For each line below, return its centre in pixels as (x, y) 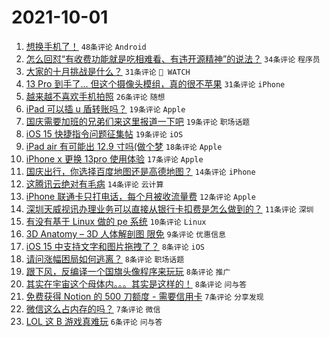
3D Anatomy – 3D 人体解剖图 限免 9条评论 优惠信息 (125, 233)
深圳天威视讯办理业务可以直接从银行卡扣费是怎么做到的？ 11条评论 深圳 (169, 208)
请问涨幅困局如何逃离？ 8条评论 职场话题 (105, 258)
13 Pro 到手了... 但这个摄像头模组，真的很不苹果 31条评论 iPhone (155, 83)
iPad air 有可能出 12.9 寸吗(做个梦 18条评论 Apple (124, 146)
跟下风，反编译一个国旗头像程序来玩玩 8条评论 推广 (128, 271)
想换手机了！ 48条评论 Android (86, 46)
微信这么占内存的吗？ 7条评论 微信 (93, 308)
